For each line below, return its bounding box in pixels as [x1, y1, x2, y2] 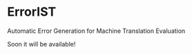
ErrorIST [7, 4, 57, 20]
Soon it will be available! [7, 40, 76, 48]
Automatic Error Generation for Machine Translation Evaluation [7, 27, 186, 35]
